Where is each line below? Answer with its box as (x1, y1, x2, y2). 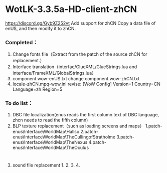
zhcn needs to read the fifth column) (12, 117, 88, 123)
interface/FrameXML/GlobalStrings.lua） (12, 70, 97, 76)
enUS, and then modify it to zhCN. (5, 25, 76, 31)
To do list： (5, 100, 34, 107)
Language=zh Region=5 (12, 86, 63, 92)
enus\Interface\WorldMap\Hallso (12, 128, 80, 134)
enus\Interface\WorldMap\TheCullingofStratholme (12, 134, 116, 140)
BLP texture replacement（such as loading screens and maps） (12, 123, 144, 129)
